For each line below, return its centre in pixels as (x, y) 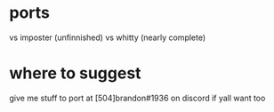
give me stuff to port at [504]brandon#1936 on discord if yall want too (137, 98)
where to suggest (75, 73)
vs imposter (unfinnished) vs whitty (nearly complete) (108, 37)
